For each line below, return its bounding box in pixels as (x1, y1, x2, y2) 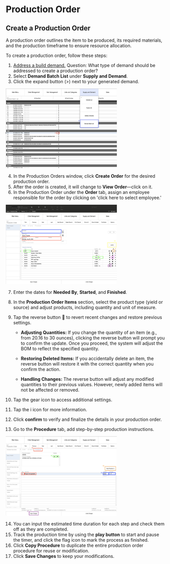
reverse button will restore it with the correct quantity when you (20, 361, 154, 367)
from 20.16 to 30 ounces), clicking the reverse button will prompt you (20, 335, 165, 341)
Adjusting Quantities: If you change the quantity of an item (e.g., (20, 329, 157, 336)
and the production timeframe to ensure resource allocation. (6, 43, 132, 49)
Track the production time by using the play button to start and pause (13, 532, 159, 538)
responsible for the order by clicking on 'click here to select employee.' (13, 194, 162, 201)
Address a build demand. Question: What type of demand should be (13, 62, 156, 68)
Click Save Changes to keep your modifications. (13, 553, 115, 559)
